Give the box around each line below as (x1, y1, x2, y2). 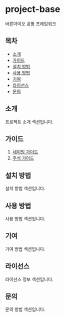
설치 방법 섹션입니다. (5, 185, 45, 191)
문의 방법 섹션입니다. (5, 306, 45, 312)
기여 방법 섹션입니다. (5, 246, 45, 252)
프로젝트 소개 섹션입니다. (5, 118, 53, 124)
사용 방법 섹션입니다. (5, 216, 45, 221)
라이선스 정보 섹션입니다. (5, 276, 53, 282)
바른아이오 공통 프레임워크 (5, 20, 56, 26)
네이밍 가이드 (12, 149, 38, 155)
